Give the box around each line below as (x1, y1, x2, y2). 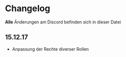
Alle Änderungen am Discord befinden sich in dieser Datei (5, 19, 121, 25)
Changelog (5, 3, 50, 14)
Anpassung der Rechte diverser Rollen (12, 46, 89, 52)
